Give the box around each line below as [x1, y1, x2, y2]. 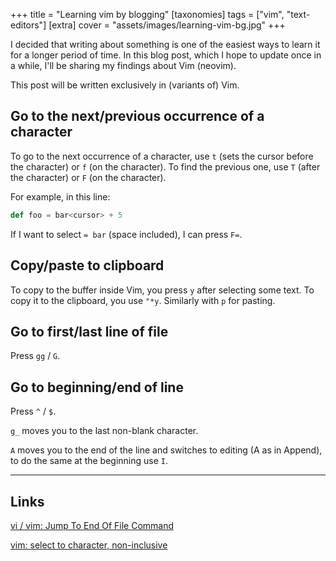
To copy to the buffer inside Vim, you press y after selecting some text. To [10, 284, 315, 296]
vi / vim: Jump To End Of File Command [10, 519, 175, 531]
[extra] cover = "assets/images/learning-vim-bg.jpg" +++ [48, 19, 286, 31]
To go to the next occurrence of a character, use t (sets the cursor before [10, 150, 314, 162]
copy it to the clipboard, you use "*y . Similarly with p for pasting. [10, 294, 276, 306]
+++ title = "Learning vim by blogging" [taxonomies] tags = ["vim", [10, 9, 285, 20]
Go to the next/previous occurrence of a [10, 108, 265, 125]
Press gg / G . [10, 350, 61, 362]
